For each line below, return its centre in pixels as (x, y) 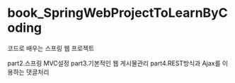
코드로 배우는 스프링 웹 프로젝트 (51, 48)
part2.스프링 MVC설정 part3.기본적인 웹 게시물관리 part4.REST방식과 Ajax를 (114, 63)
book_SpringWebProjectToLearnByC (117, 13)
